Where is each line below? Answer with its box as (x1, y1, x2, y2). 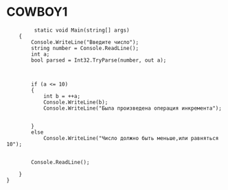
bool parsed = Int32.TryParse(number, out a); (31, 56, 167, 64)
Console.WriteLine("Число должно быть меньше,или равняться (43, 134, 219, 141)
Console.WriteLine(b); (43, 99, 109, 106)
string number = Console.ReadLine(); (31, 45, 139, 51)
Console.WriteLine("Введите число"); (31, 38, 139, 45)
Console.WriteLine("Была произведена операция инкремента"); (43, 104, 223, 112)
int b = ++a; (43, 93, 80, 99)
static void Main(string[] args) (34, 27, 130, 34)
